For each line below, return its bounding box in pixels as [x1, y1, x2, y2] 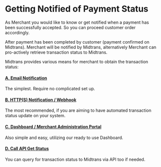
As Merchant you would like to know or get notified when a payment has [5, 19, 149, 25]
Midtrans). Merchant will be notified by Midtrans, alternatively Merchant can [5, 44, 157, 50]
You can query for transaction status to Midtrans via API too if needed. [5, 156, 146, 162]
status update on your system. [5, 113, 66, 119]
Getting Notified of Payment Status [5, 3, 148, 15]
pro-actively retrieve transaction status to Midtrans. [5, 49, 108, 55]
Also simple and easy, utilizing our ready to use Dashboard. [5, 135, 123, 140]
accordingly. [5, 30, 30, 35]
